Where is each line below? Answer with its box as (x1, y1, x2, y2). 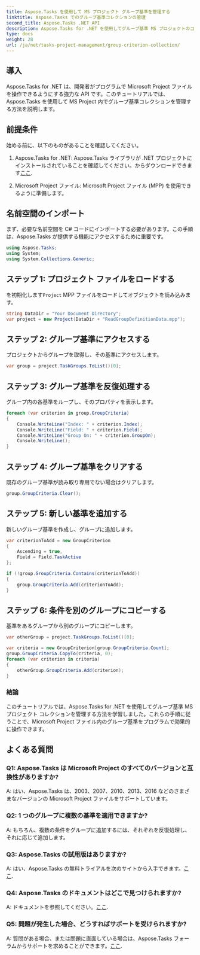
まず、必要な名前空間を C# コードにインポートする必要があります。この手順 (6, 226, 193, 233)
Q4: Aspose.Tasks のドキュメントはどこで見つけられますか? (6, 889, 181, 897)
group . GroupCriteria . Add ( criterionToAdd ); (17, 582, 124, 588)
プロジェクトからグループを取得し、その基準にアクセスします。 (6, 351, 162, 358)
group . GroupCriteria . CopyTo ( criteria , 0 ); (6, 650, 113, 657)
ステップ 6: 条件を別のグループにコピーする (6, 605, 167, 615)
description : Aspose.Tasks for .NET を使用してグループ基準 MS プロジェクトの (6, 25, 190, 32)
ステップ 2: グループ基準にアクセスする (6, 334, 150, 344)
